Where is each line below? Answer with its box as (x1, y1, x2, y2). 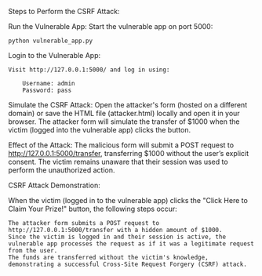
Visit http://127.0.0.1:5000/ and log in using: (8, 66, 170, 74)
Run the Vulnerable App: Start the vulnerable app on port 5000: (8, 22, 213, 31)
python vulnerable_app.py (8, 37, 93, 45)
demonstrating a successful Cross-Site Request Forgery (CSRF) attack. (8, 260, 247, 268)
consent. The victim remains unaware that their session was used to (8, 157, 229, 166)
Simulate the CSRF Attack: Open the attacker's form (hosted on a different (8, 100, 248, 109)
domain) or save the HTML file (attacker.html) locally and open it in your (8, 109, 241, 118)
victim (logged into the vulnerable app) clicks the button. (8, 125, 191, 134)
